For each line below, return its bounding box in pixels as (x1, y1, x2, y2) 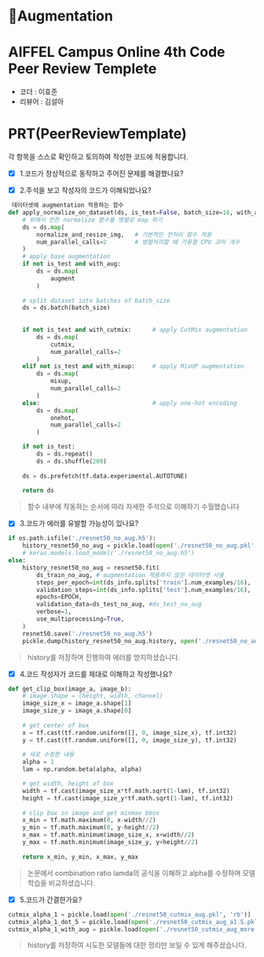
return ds (22, 486, 55, 495)
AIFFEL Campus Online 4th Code (8, 43, 225, 61)
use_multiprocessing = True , (36, 615, 125, 623)
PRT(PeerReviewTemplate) (8, 125, 187, 143)
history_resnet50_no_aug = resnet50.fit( (22, 564, 159, 572)
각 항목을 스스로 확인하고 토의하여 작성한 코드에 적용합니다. (8, 152, 189, 162)
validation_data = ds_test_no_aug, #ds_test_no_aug (36, 601, 202, 609)
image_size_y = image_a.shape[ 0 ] (22, 707, 132, 715)
